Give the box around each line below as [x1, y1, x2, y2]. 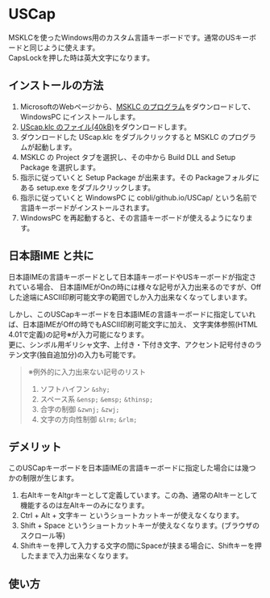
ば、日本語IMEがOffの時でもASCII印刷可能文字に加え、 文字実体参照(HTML [8, 319, 258, 329]
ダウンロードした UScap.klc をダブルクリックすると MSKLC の [19, 132, 228, 141]
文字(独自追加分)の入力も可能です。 [22, 349, 140, 360]
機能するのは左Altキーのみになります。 [19, 500, 149, 510]
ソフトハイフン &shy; [39, 384, 110, 394]
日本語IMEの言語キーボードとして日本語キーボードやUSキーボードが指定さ [8, 272, 256, 281]
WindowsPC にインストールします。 [19, 112, 140, 121]
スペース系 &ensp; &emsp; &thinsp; [39, 394, 153, 404]
